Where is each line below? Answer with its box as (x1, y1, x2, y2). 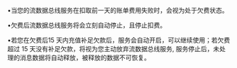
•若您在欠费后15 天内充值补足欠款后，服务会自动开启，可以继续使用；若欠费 (7, 36, 231, 44)
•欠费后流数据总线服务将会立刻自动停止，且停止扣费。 (7, 21, 167, 29)
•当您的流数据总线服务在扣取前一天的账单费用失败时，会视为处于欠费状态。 (7, 6, 228, 14)
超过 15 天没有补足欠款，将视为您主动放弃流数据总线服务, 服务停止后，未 (7, 45, 220, 53)
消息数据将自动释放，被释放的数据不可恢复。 (19, 53, 150, 62)
